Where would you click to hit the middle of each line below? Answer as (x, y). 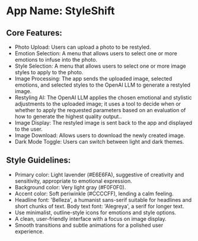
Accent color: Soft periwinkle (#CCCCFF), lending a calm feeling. (94, 194)
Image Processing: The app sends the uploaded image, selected (93, 79)
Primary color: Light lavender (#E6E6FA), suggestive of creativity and (99, 175)
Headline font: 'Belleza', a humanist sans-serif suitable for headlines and (103, 199)
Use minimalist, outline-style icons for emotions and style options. (95, 213)
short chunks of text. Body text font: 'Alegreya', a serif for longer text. (99, 206)
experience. (29, 231)
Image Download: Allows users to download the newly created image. (100, 135)
